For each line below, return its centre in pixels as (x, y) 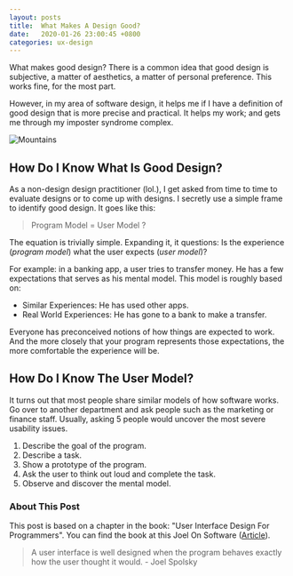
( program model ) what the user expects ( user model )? (108, 252)
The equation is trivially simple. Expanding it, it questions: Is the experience (147, 243)
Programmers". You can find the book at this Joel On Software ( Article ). (140, 535)
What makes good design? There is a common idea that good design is (139, 68)
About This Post (44, 506)
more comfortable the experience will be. (84, 351)
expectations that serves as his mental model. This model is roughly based (146, 279)
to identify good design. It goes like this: (83, 208)
